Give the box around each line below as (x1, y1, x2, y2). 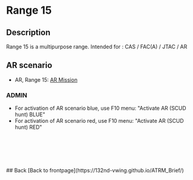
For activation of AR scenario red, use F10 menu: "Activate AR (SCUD (14, 117, 184, 125)
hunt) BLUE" (14, 111, 46, 118)
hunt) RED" (14, 123, 43, 131)
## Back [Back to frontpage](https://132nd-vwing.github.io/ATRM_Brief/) (6, 167, 184, 174)
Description (6, 27, 50, 38)
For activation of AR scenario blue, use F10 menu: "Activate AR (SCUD (14, 105, 186, 112)
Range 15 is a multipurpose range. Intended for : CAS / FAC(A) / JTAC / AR (6, 43, 188, 50)
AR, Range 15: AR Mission (14, 76, 78, 83)
